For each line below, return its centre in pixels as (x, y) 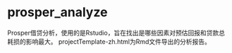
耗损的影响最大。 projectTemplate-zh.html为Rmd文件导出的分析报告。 (109, 41)
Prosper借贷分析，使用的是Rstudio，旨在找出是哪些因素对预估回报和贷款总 (116, 33)
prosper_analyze (57, 12)
